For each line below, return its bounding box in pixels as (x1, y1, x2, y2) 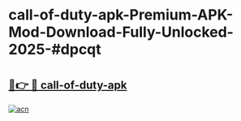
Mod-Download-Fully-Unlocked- (8, 23, 234, 41)
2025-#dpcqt (8, 41, 101, 58)
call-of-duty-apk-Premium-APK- (8, 6, 234, 24)
